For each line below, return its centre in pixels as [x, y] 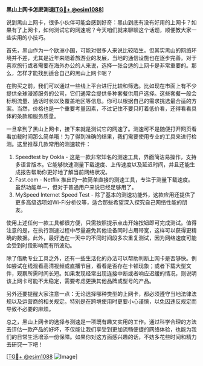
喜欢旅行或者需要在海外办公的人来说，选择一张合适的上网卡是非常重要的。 [99, 65]
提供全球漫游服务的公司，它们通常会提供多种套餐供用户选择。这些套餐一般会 [101, 93]
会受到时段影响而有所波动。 [41, 245]
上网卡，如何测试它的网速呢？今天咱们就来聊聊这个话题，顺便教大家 [107, 30]
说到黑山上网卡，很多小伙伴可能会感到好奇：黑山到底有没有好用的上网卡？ [99, 22]
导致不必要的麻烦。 [30, 309]
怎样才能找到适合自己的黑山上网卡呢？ [64, 73]
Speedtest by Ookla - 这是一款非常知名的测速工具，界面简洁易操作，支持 [106, 157]
